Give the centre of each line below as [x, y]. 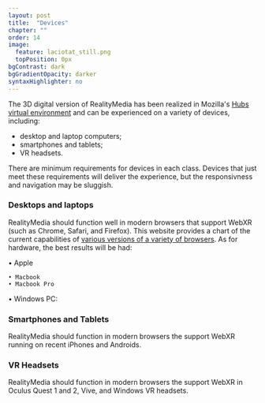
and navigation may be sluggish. [61, 185]
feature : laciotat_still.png [63, 52]
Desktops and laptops [51, 205]
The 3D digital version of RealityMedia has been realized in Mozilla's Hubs [129, 104]
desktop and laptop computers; [71, 136]
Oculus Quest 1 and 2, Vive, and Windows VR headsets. [99, 390]
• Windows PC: [33, 299]
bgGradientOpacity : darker [52, 74]
